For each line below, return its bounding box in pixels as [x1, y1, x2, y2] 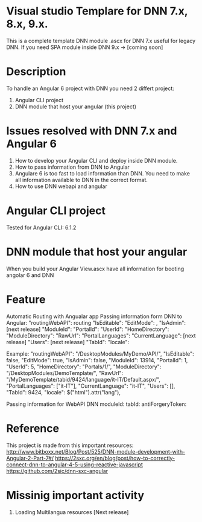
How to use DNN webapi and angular [14, 183, 107, 190]
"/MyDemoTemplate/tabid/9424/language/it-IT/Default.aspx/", [6, 376, 161, 383]
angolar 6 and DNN [6, 271, 54, 279]
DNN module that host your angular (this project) [14, 103, 137, 110]
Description [6, 65, 66, 79]
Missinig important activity [6, 488, 145, 502]
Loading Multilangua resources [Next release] [14, 508, 129, 515]
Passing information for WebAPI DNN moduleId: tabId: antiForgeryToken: [6, 400, 187, 408]
